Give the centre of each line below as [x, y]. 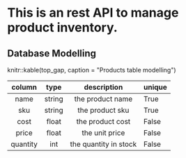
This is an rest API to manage [93, 13]
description [103, 87]
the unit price [103, 133]
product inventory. [63, 27]
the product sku [103, 110]
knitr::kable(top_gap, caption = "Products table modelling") [92, 70]
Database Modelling [52, 53]
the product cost [103, 121]
